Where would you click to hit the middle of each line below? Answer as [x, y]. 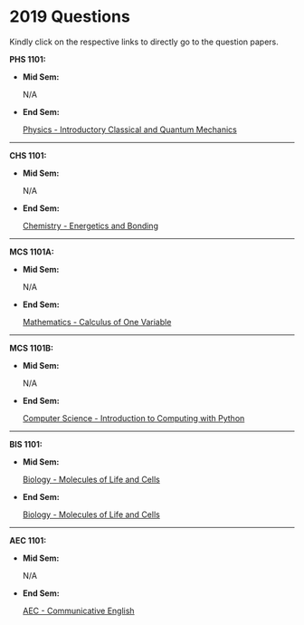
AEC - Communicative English [78, 611]
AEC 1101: [28, 540]
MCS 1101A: [32, 252]
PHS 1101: [28, 59]
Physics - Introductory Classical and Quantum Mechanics [129, 130]
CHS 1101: [28, 155]
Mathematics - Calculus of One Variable [97, 322]
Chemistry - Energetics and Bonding [90, 226]
